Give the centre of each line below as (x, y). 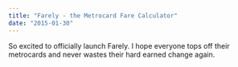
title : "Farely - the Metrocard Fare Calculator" (93, 16)
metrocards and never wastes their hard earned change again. (112, 54)
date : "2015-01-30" (41, 23)
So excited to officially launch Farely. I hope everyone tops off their (119, 45)
